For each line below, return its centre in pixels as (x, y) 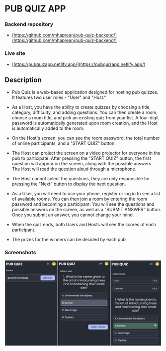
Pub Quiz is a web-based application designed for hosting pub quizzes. (85, 92)
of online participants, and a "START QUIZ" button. (64, 143)
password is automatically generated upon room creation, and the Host (84, 123)
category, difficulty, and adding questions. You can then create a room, (84, 112)
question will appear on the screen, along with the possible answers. (82, 163)
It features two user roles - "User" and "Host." (59, 97)
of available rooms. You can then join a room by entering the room (80, 199)
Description (23, 80)
